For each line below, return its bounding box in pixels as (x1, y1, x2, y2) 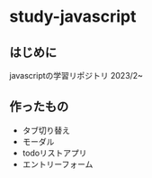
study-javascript (9, 6, 137, 27)
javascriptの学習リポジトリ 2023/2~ (9, 70, 144, 80)
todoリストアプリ (22, 147, 87, 158)
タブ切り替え (22, 125, 70, 136)
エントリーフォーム (22, 158, 94, 169)
